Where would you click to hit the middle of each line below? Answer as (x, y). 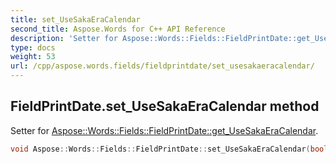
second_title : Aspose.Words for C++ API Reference (118, 29)
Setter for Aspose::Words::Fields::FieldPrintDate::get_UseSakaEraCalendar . (164, 130)
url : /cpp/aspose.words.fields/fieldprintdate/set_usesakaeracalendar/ (162, 66)
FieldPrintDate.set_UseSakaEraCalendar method (165, 106)
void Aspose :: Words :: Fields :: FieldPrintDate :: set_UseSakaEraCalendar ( (160, 149)
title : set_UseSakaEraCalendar (75, 19)
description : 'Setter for (64, 38)
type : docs (33, 47)
